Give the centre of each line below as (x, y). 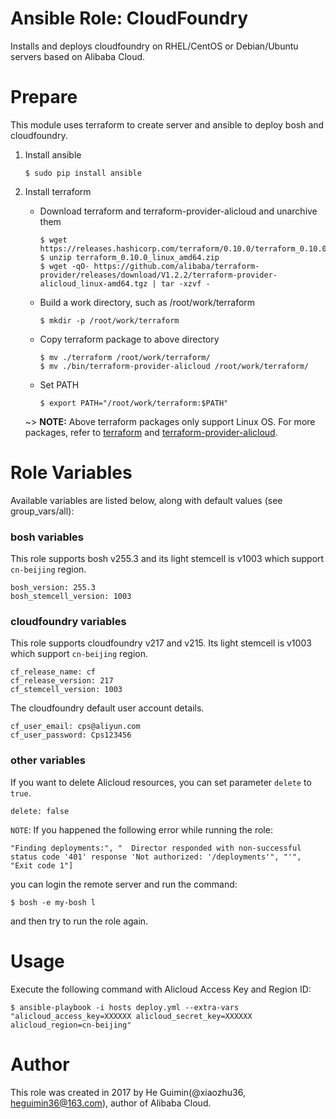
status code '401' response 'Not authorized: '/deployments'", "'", (156, 857)
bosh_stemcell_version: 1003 (71, 597)
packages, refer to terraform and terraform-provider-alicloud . (151, 432)
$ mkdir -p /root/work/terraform (109, 320)
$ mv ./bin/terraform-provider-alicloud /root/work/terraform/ (174, 366)
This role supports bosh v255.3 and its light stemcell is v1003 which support (167, 559)
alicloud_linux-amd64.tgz (93, 283)
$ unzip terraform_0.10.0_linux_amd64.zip (129, 257)
